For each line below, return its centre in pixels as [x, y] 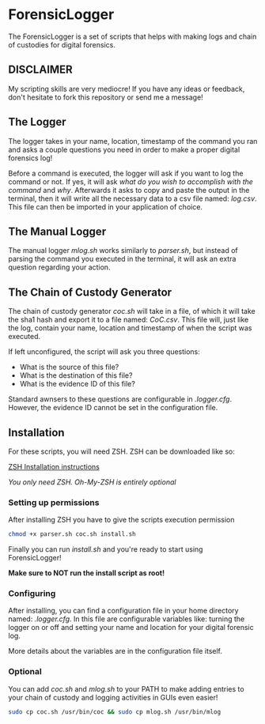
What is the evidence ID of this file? [78, 384]
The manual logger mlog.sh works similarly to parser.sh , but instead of [123, 251]
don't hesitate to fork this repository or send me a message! [106, 97]
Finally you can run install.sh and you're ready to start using [106, 549]
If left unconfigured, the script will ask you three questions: [104, 352]
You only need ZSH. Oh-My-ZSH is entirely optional [92, 482]
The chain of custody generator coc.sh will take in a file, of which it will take [132, 311]
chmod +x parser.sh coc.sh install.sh [72, 534]
